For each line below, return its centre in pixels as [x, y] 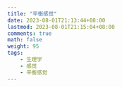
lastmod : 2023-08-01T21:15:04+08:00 [61, 27]
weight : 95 [23, 46]
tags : [15, 53]
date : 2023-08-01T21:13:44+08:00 [56, 20]
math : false [25, 40]
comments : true [30, 33]
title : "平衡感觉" [32, 14]
